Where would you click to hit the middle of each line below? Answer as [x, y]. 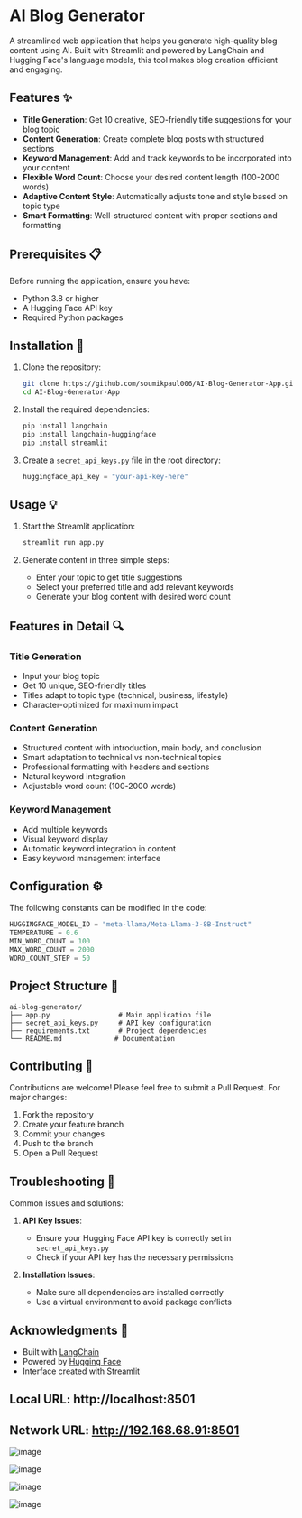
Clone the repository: [62, 367]
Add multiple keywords [65, 829]
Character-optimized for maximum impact [100, 705]
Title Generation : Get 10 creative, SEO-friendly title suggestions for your [157, 119]
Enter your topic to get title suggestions [109, 577]
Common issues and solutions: [66, 1203]
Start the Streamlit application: [79, 526]
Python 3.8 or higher [60, 298]
